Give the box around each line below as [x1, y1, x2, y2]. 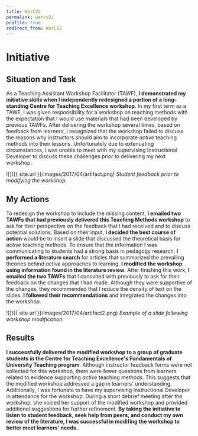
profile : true [6, 20, 41, 25]
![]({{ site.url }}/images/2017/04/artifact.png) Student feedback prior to [6, 171, 179, 178]
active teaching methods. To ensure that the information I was [6, 241, 157, 249]
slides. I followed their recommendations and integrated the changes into [6, 291, 187, 299]
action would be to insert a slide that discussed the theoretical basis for [6, 235, 181, 242]
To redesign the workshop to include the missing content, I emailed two [6, 210, 181, 217]
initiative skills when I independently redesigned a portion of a [6, 96, 163, 104]
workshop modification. [6, 316, 64, 323]
